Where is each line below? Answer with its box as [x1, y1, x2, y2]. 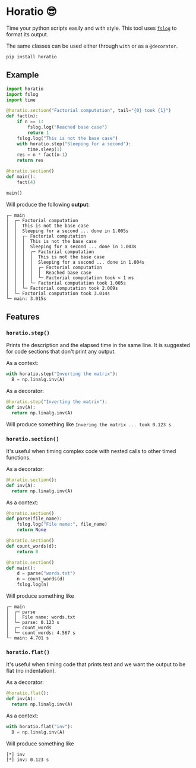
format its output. [6, 30, 49, 38]
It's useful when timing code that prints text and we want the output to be [6, 661, 186, 668]
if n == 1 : [17, 118, 44, 125]
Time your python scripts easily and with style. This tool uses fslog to [6, 24, 177, 32]
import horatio [6, 86, 44, 92]
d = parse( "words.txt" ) [17, 570, 76, 576]
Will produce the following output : [6, 201, 90, 208]
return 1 [27, 130, 49, 136]
